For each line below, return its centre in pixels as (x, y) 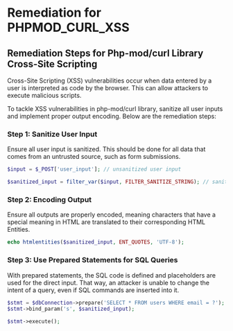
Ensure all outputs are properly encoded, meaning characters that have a (112, 215)
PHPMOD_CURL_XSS (68, 27)
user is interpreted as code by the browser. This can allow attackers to (108, 88)
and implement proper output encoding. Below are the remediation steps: (112, 116)
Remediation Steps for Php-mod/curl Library (105, 53)
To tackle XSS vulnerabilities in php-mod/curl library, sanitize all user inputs (115, 109)
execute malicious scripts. (44, 95)
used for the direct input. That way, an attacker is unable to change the (109, 282)
